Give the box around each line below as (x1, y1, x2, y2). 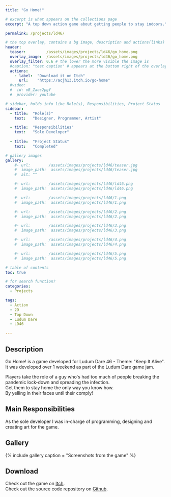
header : (5, 44, 22, 50)
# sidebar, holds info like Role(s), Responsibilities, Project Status (5, 101, 160, 106)
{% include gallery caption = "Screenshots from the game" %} (5, 452, 136, 458)
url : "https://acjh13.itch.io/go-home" (18, 78, 110, 83)
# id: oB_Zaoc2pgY (10, 87, 51, 92)
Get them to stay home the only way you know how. (5, 384, 114, 391)
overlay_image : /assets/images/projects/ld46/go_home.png (10, 54, 138, 59)
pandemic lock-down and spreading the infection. (5, 379, 110, 385)
